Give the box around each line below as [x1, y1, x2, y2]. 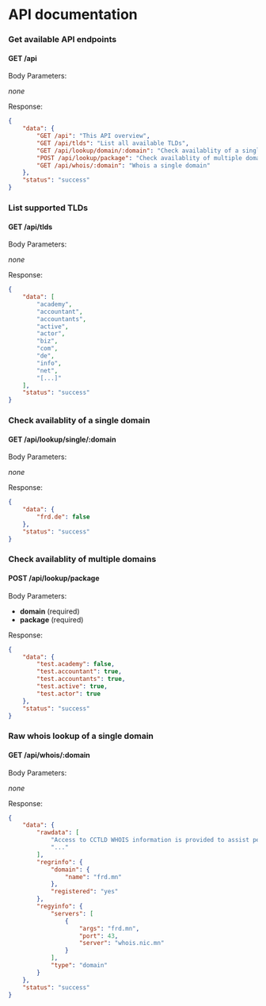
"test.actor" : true [36, 690, 101, 698]
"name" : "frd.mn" [64, 873, 123, 881]
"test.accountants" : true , [36, 675, 126, 683]
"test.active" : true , [36, 683, 108, 690]
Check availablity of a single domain [8, 415, 150, 426]
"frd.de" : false [36, 513, 90, 521]
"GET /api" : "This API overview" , [36, 132, 150, 140]
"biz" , [36, 337, 59, 346]
